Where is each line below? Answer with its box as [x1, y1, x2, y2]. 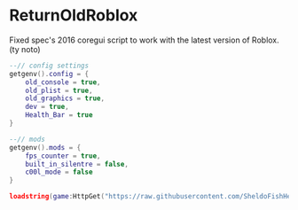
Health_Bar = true [25, 111, 93, 120]
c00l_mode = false [25, 167, 93, 177]
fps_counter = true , [25, 152, 101, 160]
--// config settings [9, 61, 90, 70]
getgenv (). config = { [9, 69, 90, 78]
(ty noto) [9, 43, 42, 54]
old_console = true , [25, 77, 101, 87]
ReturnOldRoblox [9, 5, 138, 26]
